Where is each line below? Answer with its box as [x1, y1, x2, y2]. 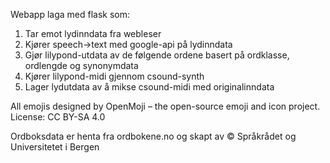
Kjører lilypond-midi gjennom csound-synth [24, 70, 205, 82]
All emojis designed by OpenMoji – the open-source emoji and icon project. [10, 100, 321, 112]
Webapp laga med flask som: [10, 9, 130, 20]
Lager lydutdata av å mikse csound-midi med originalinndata [24, 81, 275, 93]
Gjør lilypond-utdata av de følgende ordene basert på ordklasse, [24, 49, 290, 61]
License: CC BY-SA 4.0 [10, 111, 106, 123]
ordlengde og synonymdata [24, 60, 139, 71]
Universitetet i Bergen [10, 141, 100, 153]
